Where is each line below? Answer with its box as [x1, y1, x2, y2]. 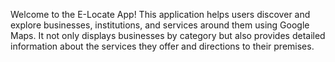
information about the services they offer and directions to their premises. [10, 40, 315, 52]
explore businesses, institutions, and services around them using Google [10, 19, 310, 31]
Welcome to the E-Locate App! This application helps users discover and [10, 9, 311, 20]
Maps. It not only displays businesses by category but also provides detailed [10, 30, 326, 41]
